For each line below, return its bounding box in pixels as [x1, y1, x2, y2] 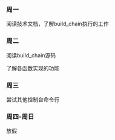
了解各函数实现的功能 [6, 65, 59, 72]
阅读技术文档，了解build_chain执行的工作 [6, 20, 109, 28]
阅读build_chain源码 [6, 51, 56, 59]
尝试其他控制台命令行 [6, 95, 59, 103]
